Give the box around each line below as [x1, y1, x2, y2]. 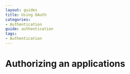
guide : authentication [5, 27, 54, 32]
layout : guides [5, 7, 38, 13]
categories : [5, 17, 31, 22]
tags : [5, 31, 17, 36]
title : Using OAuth [5, 12, 47, 17]
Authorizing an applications [5, 58, 125, 69]
